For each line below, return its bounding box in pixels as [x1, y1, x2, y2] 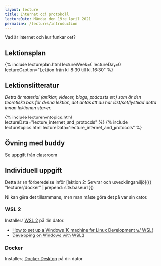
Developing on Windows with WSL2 [12, 232, 85, 238]
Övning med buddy [5, 139, 65, 148]
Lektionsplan [5, 49, 46, 57]
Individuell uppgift [5, 166, 62, 175]
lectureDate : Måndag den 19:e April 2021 [5, 16, 91, 21]
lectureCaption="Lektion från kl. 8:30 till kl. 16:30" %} [5, 67, 114, 73]
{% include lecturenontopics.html [5, 114, 72, 120]
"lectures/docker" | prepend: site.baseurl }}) [5, 184, 94, 190]
